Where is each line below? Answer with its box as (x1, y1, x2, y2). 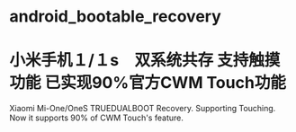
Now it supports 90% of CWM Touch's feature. (9, 112, 184, 123)
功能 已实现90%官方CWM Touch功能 (9, 73, 286, 93)
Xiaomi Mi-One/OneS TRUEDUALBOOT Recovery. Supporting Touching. (9, 103, 276, 114)
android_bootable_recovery (9, 6, 222, 27)
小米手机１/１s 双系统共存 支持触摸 (9, 50, 281, 71)
